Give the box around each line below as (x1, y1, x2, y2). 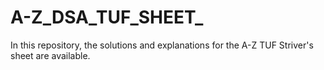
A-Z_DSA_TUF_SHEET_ (10, 6, 204, 29)
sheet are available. (10, 49, 91, 61)
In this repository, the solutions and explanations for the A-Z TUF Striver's (10, 39, 314, 51)
